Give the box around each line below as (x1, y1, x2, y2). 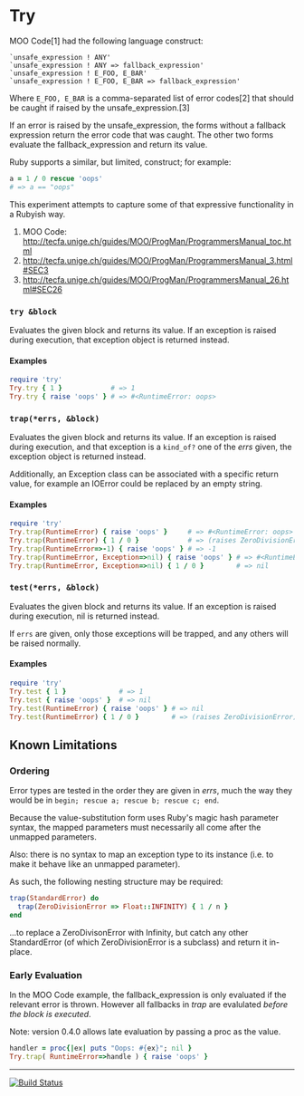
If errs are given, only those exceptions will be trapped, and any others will (9, 628, 289, 639)
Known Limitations (9, 737, 118, 753)
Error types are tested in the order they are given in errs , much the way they (9, 785, 292, 796)
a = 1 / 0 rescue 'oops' (9, 174, 103, 183)
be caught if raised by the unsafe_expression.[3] (9, 101, 190, 113)
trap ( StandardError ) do (9, 894, 100, 903)
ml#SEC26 (22, 284, 63, 294)
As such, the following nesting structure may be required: (9, 876, 223, 888)
